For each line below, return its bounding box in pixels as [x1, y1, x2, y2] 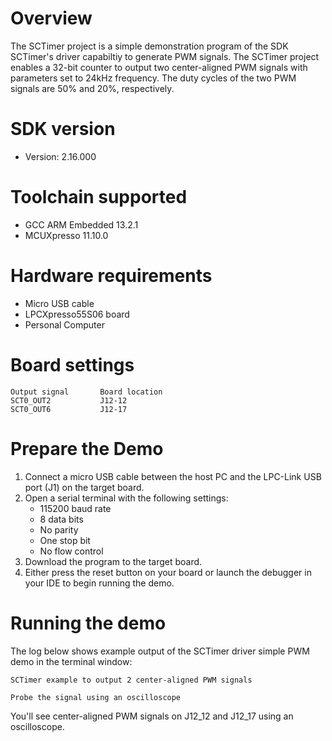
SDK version [10, 118, 116, 141]
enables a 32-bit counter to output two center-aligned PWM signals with [10, 61, 308, 73]
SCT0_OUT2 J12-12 [10, 395, 128, 406]
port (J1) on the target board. [24, 481, 145, 493]
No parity [39, 523, 79, 536]
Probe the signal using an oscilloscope [10, 692, 182, 702]
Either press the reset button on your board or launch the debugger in [24, 566, 312, 578]
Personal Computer [24, 318, 105, 331]
